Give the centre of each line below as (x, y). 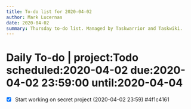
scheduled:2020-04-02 (67, 71)
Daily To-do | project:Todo (73, 58)
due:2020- (158, 71)
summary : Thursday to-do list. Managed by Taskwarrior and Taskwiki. (95, 28)
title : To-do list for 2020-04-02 (49, 12)
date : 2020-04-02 (28, 23)
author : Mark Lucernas (34, 17)
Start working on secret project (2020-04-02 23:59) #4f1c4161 (92, 99)
